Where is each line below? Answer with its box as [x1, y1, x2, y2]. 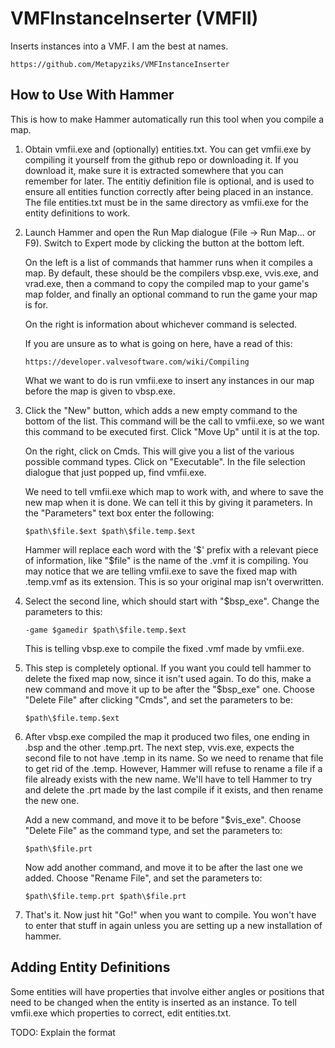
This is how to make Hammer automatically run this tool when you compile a [10, 113, 324, 125]
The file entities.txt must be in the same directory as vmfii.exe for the [24, 196, 309, 208]
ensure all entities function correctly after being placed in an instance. [24, 185, 314, 197]
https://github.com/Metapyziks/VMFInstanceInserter [10, 59, 230, 69]
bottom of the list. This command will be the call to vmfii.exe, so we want [24, 415, 325, 427]
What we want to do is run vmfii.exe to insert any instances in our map [24, 374, 315, 386]
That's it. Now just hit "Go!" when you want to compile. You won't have [24, 908, 317, 921]
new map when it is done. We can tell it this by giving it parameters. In [24, 496, 313, 508]
